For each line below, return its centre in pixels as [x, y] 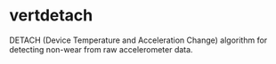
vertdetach [51, 16]
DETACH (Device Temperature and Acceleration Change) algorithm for [138, 40]
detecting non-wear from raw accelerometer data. [101, 49]
